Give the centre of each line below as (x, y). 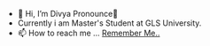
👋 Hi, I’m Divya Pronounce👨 (67, 14)
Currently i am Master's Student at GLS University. (109, 23)
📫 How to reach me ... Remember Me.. (89, 33)
